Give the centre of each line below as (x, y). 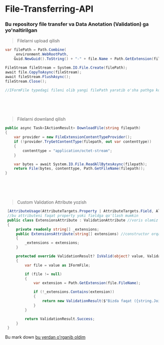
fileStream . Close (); (26, 81)
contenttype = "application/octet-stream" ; (67, 151)
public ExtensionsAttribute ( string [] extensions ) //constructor (83, 234)
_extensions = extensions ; (52, 243)
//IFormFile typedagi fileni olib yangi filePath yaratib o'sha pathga (79, 90)
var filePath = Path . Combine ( (36, 50)
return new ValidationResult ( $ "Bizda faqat (87, 301)
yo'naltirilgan (21, 30)
